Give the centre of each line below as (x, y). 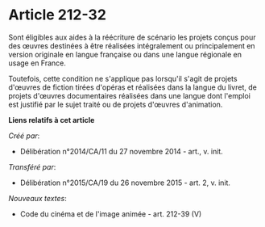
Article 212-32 (58, 15)
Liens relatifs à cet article (52, 120)
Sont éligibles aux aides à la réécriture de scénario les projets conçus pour (132, 37)
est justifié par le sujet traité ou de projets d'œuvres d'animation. (116, 104)
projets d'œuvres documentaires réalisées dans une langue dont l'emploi (130, 95)
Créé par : (24, 136)
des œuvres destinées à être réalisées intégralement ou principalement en (132, 45)
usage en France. (37, 63)
